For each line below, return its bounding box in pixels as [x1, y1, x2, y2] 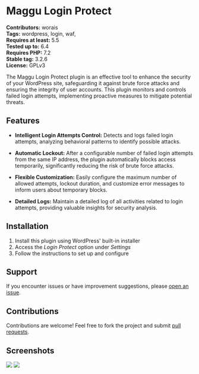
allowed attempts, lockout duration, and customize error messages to [14, 180, 185, 187]
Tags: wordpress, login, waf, [6, 30, 76, 37]
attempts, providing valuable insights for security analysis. [14, 204, 157, 211]
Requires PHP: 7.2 [6, 49, 51, 56]
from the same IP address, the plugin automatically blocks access [14, 156, 176, 163]
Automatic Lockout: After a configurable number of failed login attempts [14, 149, 194, 156]
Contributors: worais [6, 24, 58, 31]
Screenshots [6, 345, 55, 356]
